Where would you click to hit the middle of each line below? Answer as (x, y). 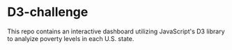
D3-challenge (48, 12)
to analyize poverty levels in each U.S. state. (71, 38)
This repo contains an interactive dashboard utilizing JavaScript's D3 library (116, 31)
